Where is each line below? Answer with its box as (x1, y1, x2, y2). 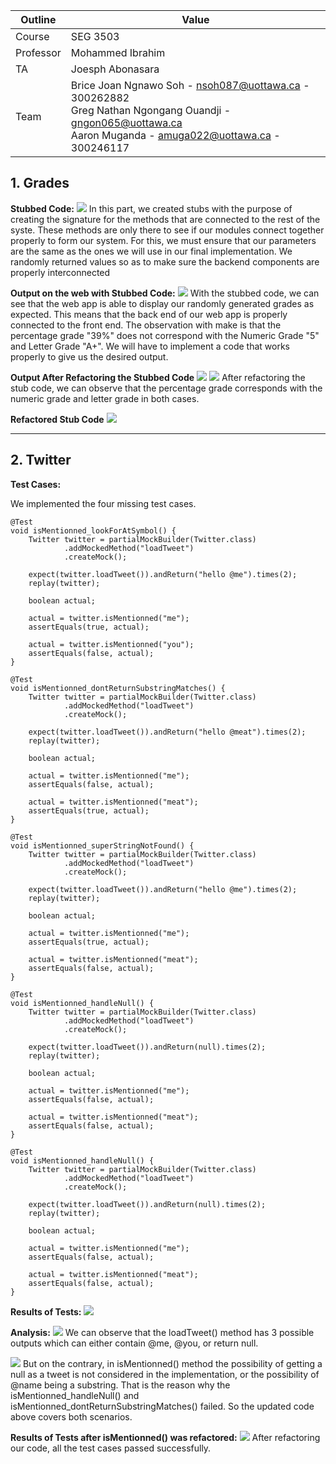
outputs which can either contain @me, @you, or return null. (10, 1337, 259, 1349)
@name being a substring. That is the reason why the (10, 1379, 231, 1391)
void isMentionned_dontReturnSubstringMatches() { (10, 683, 226, 693)
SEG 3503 (70, 30, 120, 43)
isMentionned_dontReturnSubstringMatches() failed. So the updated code (10, 1400, 315, 1412)
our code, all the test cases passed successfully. (10, 1442, 212, 1454)
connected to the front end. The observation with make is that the (10, 319, 282, 331)
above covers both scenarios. (10, 1410, 133, 1423)
